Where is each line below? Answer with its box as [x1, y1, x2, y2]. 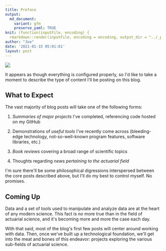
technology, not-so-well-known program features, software [24, 134, 145, 140]
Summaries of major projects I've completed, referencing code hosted [12, 114, 156, 120]
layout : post [5, 48, 32, 53]
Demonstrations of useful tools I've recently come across [12, 128, 129, 134]
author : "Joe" [5, 40, 35, 44]
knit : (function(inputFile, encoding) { [5, 30, 90, 35]
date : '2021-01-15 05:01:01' [5, 44, 65, 49]
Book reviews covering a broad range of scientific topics [12, 149, 127, 155]
